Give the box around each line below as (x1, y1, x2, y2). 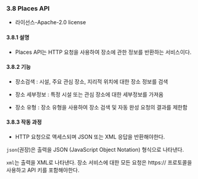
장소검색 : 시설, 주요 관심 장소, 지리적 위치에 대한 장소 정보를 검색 (15, 77, 168, 85)
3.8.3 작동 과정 (6, 119, 42, 126)
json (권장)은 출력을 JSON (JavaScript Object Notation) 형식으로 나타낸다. (6, 146, 184, 153)
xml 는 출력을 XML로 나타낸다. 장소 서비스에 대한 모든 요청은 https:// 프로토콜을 (6, 158, 193, 166)
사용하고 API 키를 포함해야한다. (6, 166, 80, 174)
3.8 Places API (6, 4, 50, 13)
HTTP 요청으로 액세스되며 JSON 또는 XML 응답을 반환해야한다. (15, 133, 165, 140)
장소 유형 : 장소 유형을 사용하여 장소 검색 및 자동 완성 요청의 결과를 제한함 (15, 103, 188, 111)
